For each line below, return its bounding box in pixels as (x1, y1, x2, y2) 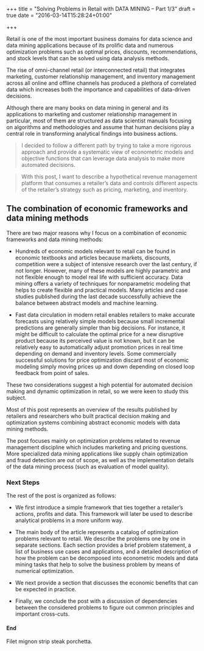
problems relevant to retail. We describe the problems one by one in (15, 535, 186, 543)
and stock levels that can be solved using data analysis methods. (6, 55, 169, 62)
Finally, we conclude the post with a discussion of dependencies (15, 597, 178, 605)
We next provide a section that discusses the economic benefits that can (15, 579, 199, 586)
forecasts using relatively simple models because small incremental (15, 317, 185, 325)
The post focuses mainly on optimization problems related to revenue (6, 437, 181, 444)
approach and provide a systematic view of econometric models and (21, 149, 194, 155)
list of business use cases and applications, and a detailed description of (15, 548, 198, 555)
